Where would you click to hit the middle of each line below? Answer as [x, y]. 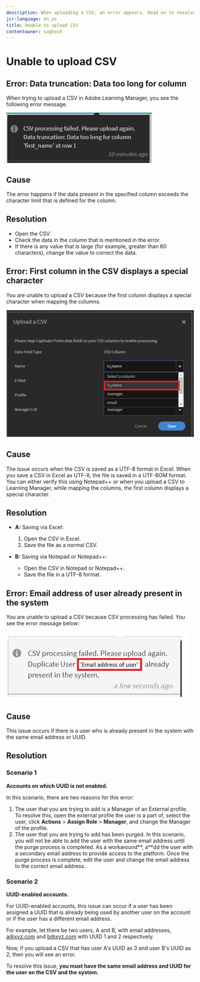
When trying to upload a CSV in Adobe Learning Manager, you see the [92, 98]
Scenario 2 [22, 881]
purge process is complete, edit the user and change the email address [102, 860]
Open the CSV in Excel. [52, 539]
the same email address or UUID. [47, 737]
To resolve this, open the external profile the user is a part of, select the [102, 815]
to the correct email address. [50, 866]
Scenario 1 [21, 773]
